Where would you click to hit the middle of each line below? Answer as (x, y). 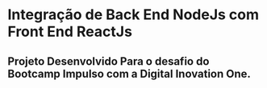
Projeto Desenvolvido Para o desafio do (108, 61)
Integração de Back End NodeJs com (133, 15)
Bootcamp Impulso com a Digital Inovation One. (129, 74)
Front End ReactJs (70, 32)
